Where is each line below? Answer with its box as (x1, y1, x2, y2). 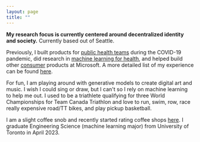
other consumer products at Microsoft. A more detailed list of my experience (6, 61, 194, 69)
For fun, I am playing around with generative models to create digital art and (6, 79, 192, 87)
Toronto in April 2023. (6, 129, 60, 136)
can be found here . (6, 67, 53, 75)
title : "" (6, 14, 31, 20)
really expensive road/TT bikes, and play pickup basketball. (6, 104, 152, 112)
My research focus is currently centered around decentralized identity (6, 30, 185, 38)
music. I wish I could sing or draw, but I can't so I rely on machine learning (6, 85, 188, 92)
